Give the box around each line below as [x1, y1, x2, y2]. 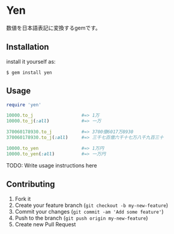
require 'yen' [6, 101, 42, 108]
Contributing [6, 179, 55, 190]
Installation [6, 42, 49, 52]
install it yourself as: [6, 58, 56, 65]
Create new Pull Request [14, 220, 76, 228]
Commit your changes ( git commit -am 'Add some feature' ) [14, 208, 164, 215]
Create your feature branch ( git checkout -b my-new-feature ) [14, 202, 169, 209]
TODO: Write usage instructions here [6, 161, 97, 169]
